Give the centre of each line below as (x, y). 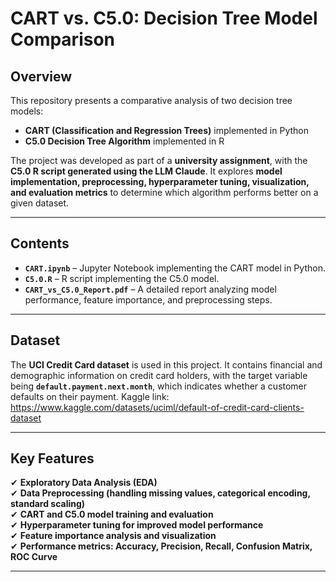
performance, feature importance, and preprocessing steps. (148, 299)
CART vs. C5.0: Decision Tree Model (164, 18)
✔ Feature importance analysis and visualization (113, 536)
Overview (41, 76)
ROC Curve (34, 557)
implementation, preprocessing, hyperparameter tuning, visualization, (160, 181)
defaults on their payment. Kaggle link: (90, 396)
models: (27, 111)
